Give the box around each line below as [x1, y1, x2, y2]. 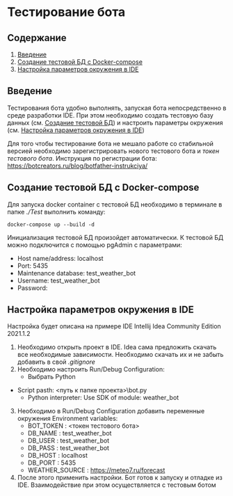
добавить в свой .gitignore [17, 358, 96, 366]
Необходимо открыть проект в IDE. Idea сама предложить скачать [17, 343, 217, 351]
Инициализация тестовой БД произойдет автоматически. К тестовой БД [7, 233, 224, 241]
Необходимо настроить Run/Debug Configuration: [17, 365, 165, 374]
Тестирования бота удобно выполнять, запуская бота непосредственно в [7, 104, 227, 112]
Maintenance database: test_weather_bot [17, 269, 136, 277]
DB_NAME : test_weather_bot [27, 429, 112, 438]
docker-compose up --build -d [7, 221, 95, 228]
